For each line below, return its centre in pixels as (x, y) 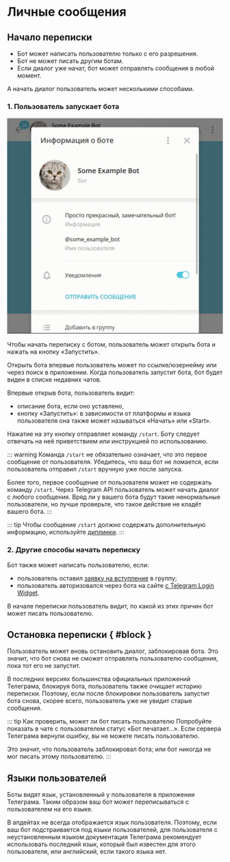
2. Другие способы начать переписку (74, 550)
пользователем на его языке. (50, 809)
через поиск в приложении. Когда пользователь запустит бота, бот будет (115, 372)
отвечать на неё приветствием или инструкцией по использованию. (107, 441)
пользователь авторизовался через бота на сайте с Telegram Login (115, 585)
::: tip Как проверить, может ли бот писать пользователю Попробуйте (110, 722)
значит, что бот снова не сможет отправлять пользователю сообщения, (113, 658)
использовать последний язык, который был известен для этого (102, 844)
